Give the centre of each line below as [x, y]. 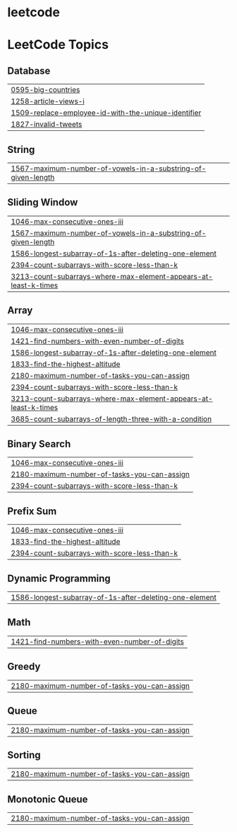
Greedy [24, 667]
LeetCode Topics [58, 45]
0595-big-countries [45, 90]
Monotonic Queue [48, 799]
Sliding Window [43, 203]
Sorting [24, 755]
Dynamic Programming [59, 578]
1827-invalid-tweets [47, 125]
